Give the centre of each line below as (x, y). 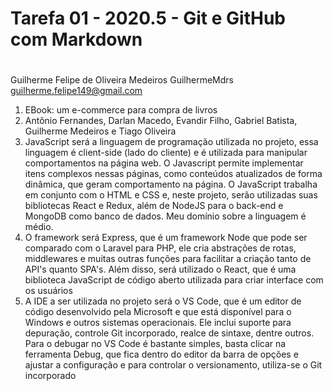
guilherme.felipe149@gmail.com (76, 91)
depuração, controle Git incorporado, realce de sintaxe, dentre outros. (169, 333)
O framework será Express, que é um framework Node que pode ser (166, 238)
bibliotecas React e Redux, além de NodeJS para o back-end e (154, 206)
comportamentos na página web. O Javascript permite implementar (164, 163)
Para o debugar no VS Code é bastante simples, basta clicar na (155, 344)
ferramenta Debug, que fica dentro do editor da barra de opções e (161, 354)
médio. (39, 227)
